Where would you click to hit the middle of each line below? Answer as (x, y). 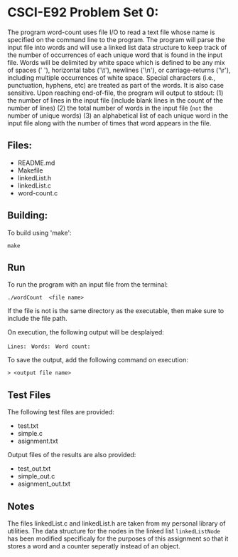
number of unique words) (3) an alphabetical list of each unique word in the (118, 116)
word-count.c (38, 193)
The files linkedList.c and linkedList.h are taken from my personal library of (117, 523)
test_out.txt (34, 469)
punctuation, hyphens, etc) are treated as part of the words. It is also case (115, 85)
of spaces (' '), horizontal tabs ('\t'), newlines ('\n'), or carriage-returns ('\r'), (119, 70)
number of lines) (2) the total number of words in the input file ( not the (110, 108)
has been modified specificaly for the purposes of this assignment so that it (118, 538)
